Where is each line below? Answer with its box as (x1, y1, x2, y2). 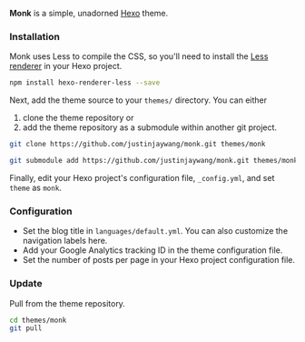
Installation (9, 30, 61, 43)
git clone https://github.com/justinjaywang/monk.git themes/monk (9, 140, 266, 149)
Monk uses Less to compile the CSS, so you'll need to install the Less (9, 51, 269, 62)
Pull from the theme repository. (9, 297, 125, 308)
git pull (9, 324, 43, 333)
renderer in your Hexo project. (9, 61, 123, 72)
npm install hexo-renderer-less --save (9, 78, 161, 87)
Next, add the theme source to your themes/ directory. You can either (9, 95, 268, 106)
